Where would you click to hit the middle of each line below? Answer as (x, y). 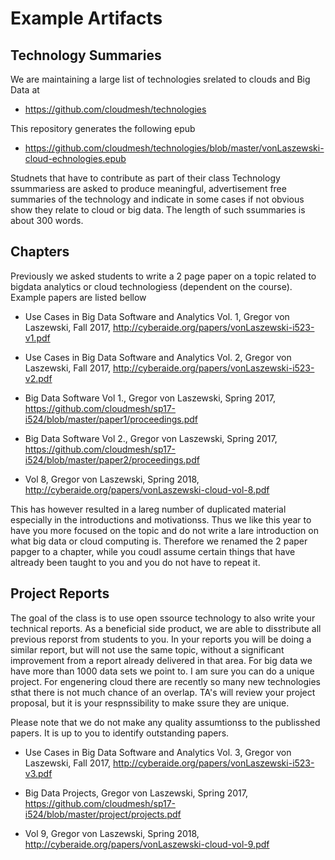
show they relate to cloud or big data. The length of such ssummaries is (158, 210)
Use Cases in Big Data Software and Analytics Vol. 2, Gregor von (158, 357)
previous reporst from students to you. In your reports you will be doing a (161, 639)
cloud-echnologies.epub (75, 158)
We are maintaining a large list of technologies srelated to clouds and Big (160, 79)
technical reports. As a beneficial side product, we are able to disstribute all (166, 628)
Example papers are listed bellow (78, 297)
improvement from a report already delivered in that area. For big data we (161, 660)
